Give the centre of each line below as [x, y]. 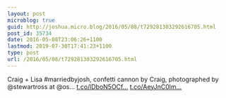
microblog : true [31, 20]
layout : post [26, 14]
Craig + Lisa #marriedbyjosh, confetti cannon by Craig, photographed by [113, 79]
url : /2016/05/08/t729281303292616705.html [72, 59]
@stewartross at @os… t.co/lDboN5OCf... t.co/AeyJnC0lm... [95, 86]
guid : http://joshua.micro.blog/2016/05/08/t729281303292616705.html [112, 27]
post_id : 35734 [30, 33]
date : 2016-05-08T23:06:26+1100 [55, 40]
